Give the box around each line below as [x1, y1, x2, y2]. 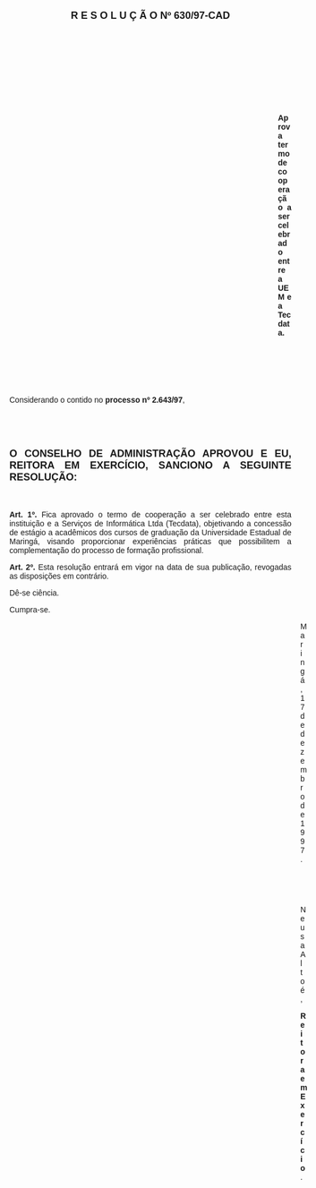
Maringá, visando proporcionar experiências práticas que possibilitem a [9, 536, 292, 546]
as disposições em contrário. [9, 571, 109, 581]
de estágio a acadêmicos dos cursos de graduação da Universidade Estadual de [9, 527, 292, 537]
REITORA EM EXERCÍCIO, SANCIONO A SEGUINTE [9, 459, 292, 471]
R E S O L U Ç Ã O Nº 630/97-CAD [70, 10, 231, 21]
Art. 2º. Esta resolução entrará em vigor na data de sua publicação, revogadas [9, 562, 292, 572]
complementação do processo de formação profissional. [9, 545, 204, 555]
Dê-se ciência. [9, 588, 60, 598]
